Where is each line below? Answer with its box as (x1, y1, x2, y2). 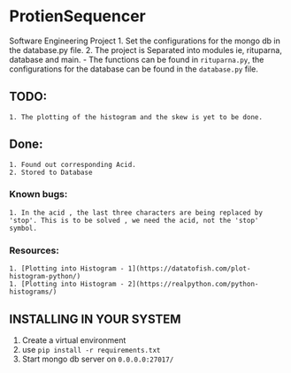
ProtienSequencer (9, 6, 146, 27)
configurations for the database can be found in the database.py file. (9, 64, 259, 74)
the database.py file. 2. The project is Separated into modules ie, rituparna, (9, 44, 283, 55)
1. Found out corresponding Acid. (9, 160, 137, 169)
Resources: (9, 244, 59, 256)
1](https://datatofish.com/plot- (127, 264, 251, 273)
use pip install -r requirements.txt (21, 344, 161, 354)
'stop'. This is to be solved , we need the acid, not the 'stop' (9, 216, 259, 225)
